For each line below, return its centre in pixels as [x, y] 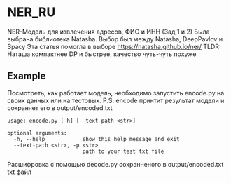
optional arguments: [37, 133]
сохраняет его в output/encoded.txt [60, 108]
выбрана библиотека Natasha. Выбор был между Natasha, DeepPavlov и [115, 39]
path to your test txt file [123, 151]
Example [27, 76]
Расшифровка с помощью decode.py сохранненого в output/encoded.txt [115, 164]
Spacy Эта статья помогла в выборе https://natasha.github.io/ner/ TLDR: [114, 46]
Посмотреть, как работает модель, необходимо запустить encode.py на [116, 93]
